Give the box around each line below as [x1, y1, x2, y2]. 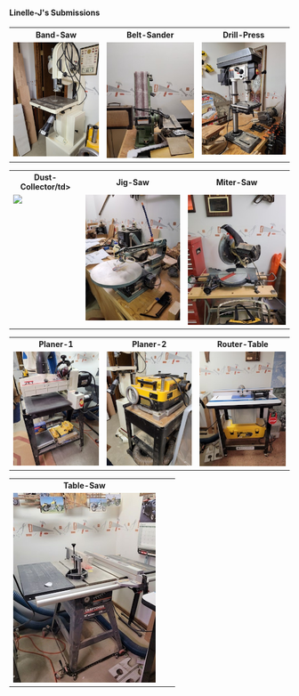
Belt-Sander [125, 29, 174, 40]
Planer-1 [38, 339, 74, 350]
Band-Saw [35, 29, 77, 40]
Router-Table [216, 339, 269, 350]
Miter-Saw [215, 176, 258, 187]
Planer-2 [132, 339, 167, 350]
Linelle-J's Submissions [9, 7, 101, 18]
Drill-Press [222, 29, 265, 40]
